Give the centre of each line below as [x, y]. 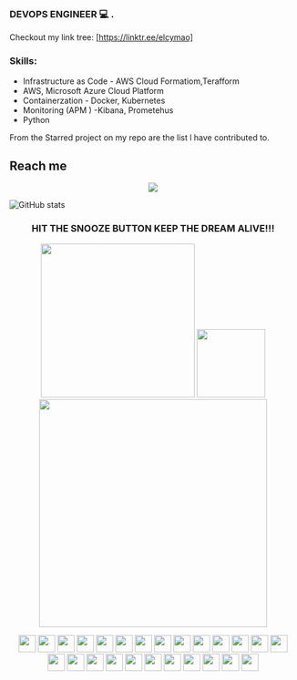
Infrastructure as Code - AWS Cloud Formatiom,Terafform [131, 81]
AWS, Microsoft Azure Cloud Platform [93, 90]
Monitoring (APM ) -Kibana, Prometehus [98, 110]
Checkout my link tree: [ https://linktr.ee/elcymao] [102, 37]
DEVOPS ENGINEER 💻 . [62, 14]
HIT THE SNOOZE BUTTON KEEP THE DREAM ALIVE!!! [153, 229]
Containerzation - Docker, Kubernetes [94, 100]
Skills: [24, 61]
